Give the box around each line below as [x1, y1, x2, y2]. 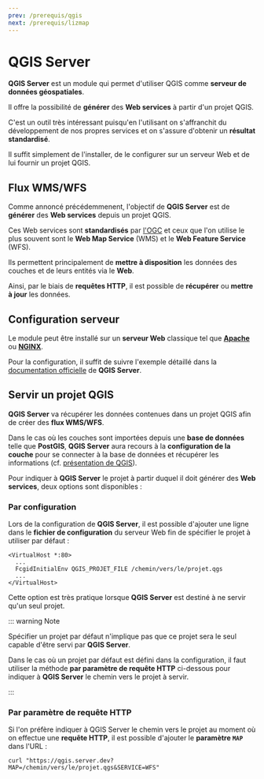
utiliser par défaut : [8, 536, 69, 546]
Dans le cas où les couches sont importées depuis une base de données [8, 433, 245, 442]
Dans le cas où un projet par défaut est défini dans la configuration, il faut [8, 655, 247, 665]
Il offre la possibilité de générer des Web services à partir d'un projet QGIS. [8, 102, 254, 112]
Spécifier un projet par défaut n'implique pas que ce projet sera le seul [8, 632, 237, 641]
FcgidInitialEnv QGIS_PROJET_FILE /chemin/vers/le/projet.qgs [15, 565, 223, 573]
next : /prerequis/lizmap [8, 19, 90, 27]
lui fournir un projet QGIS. [8, 158, 91, 168]
